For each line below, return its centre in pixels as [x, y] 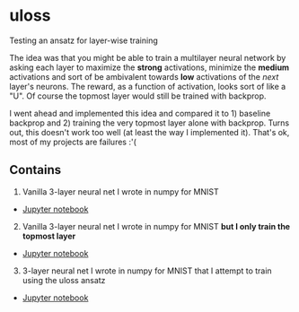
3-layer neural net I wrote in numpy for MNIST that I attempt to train [147, 271]
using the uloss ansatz [64, 280]
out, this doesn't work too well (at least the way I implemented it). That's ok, [149, 132]
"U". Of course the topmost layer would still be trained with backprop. [138, 96]
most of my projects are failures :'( [73, 142]
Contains [35, 170]
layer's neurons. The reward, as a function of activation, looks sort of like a [148, 86]
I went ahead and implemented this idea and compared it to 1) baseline [140, 113]
